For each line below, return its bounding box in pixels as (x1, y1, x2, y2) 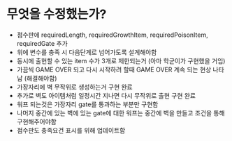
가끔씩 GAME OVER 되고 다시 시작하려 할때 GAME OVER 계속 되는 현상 (16, 65, 212, 74)
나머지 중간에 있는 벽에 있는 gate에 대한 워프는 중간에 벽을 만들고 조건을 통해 (16, 108, 225, 117)
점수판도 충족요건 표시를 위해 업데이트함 (16, 126, 126, 134)
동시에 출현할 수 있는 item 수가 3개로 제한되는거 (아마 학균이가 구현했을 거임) (16, 56, 226, 65)
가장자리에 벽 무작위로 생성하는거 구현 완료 (16, 83, 133, 91)
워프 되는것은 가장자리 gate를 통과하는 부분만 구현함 (16, 100, 159, 108)
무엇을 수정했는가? (6, 6, 107, 22)
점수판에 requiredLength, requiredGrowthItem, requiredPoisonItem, (16, 31, 208, 39)
